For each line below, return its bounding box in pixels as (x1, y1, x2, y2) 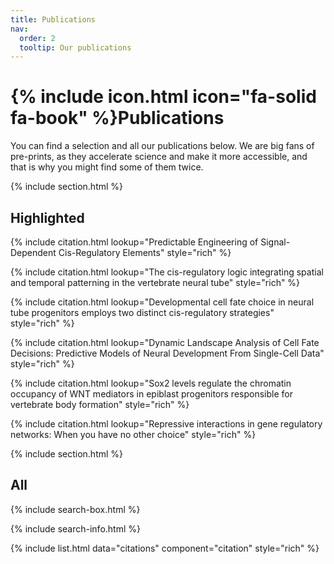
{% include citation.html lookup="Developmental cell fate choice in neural (10, 296, 315, 308)
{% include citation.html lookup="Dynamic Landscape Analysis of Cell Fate (10, 337, 320, 348)
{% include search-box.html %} (10, 503, 141, 515)
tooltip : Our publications (19, 42, 132, 53)
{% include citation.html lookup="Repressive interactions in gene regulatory (10, 418, 323, 430)
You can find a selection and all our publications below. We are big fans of (10, 140, 315, 152)
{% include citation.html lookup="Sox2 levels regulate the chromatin (10, 377, 292, 389)
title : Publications (10, 14, 97, 25)
